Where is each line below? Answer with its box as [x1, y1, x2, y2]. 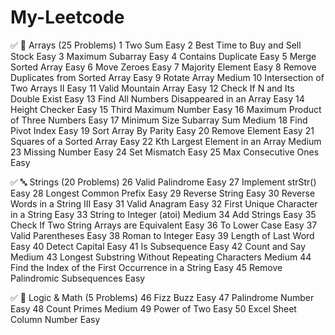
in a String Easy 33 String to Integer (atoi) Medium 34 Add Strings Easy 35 [10, 208, 317, 220]
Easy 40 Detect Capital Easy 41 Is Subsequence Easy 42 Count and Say [10, 240, 307, 252]
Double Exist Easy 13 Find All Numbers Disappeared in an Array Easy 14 [10, 92, 305, 105]
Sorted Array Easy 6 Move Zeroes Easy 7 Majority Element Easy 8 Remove [10, 61, 317, 73]
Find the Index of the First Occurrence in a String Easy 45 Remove [10, 261, 283, 273]
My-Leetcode [10, 6, 125, 29]
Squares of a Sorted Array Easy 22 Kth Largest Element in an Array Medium [10, 135, 322, 147]
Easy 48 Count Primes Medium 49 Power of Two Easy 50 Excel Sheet [10, 302, 297, 315]
